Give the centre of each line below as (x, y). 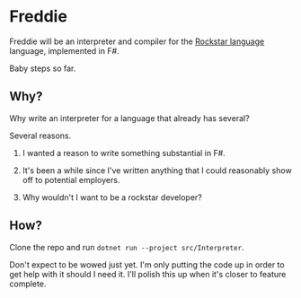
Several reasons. (40, 136)
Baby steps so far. (43, 68)
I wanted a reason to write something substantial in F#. (124, 153)
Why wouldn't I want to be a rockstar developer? (112, 197)
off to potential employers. (71, 180)
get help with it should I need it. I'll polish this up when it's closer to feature (148, 274)
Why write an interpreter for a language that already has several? (129, 118)
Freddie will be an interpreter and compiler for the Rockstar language (137, 41)
